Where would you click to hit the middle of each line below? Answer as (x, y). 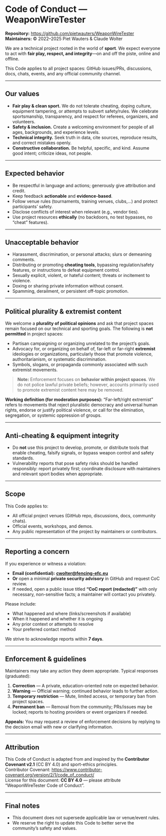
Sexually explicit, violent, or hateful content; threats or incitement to (81, 276)
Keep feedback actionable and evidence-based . (62, 196)
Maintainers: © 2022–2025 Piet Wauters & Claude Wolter (64, 39)
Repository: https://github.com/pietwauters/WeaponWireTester (70, 33)
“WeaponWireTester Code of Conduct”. (45, 785)
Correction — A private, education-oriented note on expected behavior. (85, 686)
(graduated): (18, 676)
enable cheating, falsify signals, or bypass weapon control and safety (83, 453)
